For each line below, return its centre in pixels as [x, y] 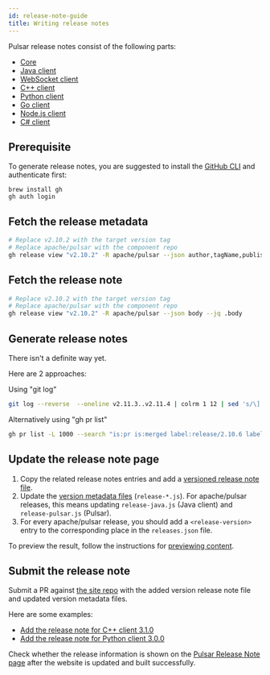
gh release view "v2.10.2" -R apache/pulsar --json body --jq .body [125, 314]
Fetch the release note [65, 280]
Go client [35, 105]
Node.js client [43, 113]
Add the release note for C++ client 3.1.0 [87, 630]
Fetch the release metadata [78, 221]
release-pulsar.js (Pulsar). [65, 513]
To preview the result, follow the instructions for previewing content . [121, 545]
